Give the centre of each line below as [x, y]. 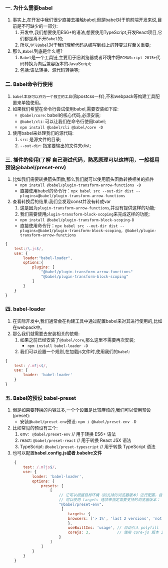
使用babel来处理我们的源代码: [43, 133]
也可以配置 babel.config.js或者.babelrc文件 [57, 453]
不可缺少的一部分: [39, 26]
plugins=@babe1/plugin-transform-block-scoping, [71, 231]
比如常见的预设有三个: [35, 428]
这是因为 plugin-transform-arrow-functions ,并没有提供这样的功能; [88, 207]
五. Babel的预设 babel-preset [41, 398]
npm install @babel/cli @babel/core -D [61, 127]
